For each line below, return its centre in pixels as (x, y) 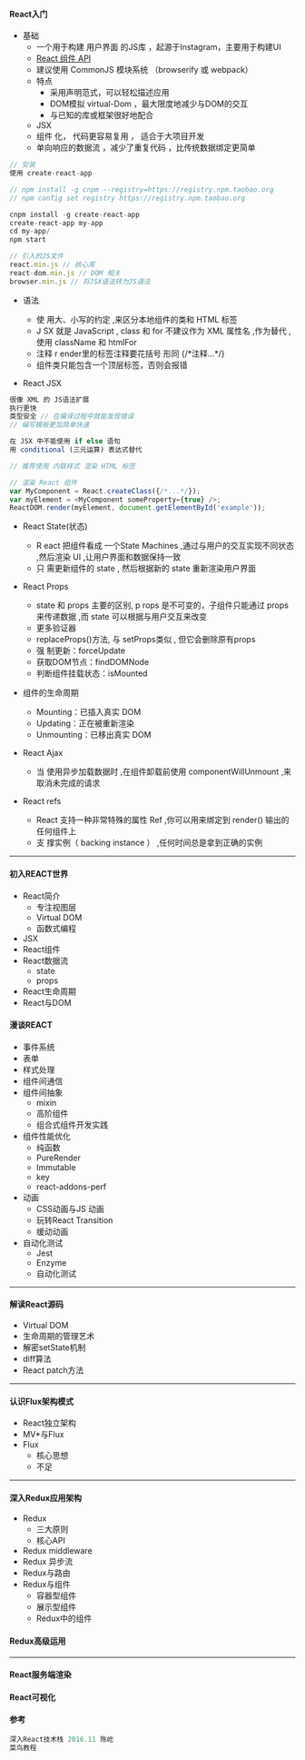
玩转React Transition (74, 1220)
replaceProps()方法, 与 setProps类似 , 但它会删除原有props (146, 640)
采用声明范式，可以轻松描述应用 (109, 93)
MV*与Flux (44, 1435)
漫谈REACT (31, 1025)
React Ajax (43, 753)
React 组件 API (64, 58)
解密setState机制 (54, 1347)
